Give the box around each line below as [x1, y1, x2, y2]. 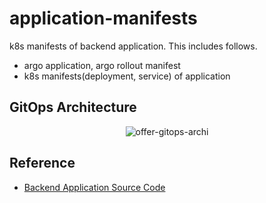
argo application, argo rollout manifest [23, 59, 181, 71]
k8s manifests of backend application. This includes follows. [9, 40, 258, 52]
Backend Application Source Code [23, 181, 166, 193]
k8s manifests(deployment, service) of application [23, 70, 231, 82]
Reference [9, 155, 76, 172]
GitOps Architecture [9, 99, 137, 116]
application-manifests [9, 7, 198, 30]
